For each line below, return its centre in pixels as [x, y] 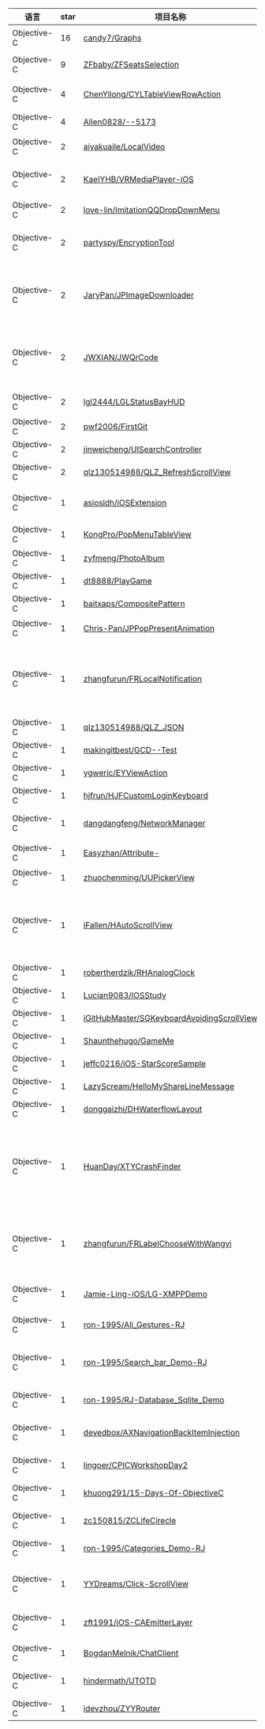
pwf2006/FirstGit [116, 427]
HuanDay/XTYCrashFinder [132, 1166]
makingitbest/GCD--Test [130, 750]
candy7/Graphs [112, 38]
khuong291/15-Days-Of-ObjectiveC [153, 1493]
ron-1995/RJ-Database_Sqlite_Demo [154, 1400]
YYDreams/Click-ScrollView [136, 1584]
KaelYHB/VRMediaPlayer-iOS [138, 179]
